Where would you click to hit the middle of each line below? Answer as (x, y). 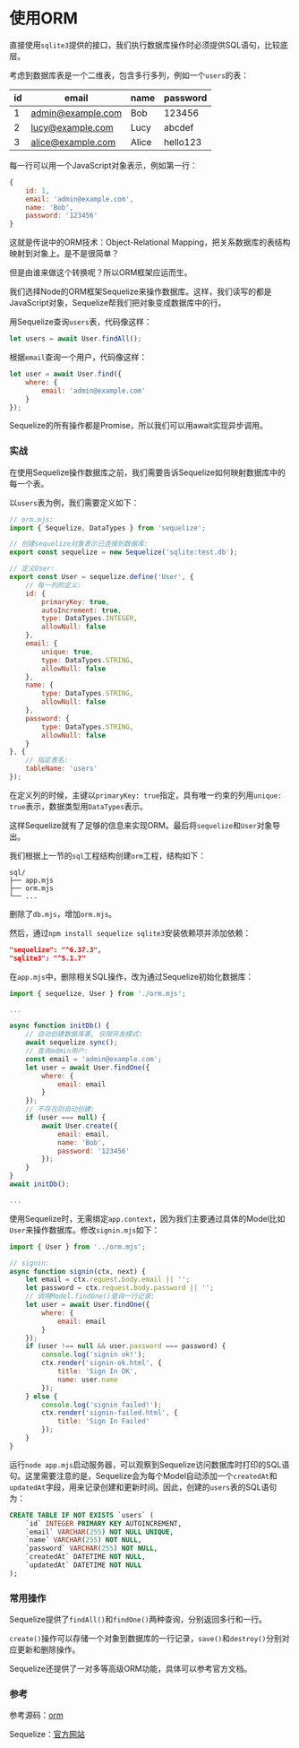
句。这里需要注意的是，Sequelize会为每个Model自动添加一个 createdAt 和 (143, 1475)
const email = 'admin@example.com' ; (94, 1059)
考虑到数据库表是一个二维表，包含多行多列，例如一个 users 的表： (129, 75)
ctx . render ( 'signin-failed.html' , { (110, 1413)
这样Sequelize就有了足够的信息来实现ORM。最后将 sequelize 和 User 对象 (141, 825)
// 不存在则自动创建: (60, 1109)
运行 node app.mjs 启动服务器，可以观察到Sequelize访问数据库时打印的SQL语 (149, 1464)
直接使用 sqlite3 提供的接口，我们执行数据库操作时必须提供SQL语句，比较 (145, 45)
